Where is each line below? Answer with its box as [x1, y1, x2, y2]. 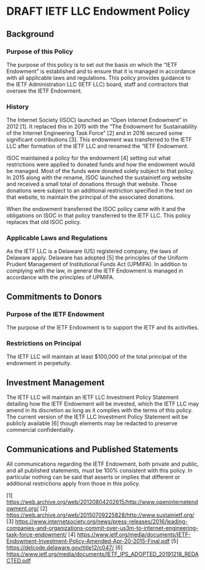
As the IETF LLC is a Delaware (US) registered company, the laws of [6, 247, 178, 255]
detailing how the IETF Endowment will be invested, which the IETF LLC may [6, 400, 199, 407]
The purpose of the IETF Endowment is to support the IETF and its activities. [6, 324, 199, 331]
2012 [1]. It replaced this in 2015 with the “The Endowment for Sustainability [6, 123, 198, 130]
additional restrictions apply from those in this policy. [6, 480, 140, 487]
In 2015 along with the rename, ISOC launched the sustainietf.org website [6, 174, 192, 182]
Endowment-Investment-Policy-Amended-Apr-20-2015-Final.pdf [6, 537, 170, 545]
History [6, 102, 29, 111]
